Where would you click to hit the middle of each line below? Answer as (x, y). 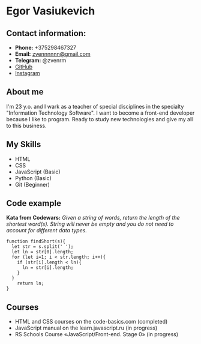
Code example (34, 203)
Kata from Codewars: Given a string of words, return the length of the (93, 218)
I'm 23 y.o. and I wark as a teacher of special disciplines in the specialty (95, 106)
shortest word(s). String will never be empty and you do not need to (90, 224)
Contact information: (46, 33)
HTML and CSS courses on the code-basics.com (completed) (91, 322)
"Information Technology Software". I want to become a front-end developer (100, 113)
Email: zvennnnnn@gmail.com (53, 54)
